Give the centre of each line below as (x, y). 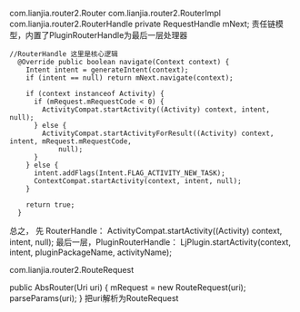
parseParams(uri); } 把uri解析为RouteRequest (94, 298)
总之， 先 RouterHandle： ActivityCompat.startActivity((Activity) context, (146, 231)
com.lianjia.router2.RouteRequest (72, 270)
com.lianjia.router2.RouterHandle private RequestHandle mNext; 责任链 (143, 24)
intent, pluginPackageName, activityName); (91, 252)
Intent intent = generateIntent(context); (107, 70)
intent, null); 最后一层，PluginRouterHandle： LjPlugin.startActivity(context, (150, 242)
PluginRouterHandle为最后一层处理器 (118, 35)
